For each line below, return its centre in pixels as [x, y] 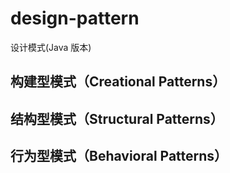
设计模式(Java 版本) [51, 47]
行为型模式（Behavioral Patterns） [119, 156]
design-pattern [75, 18]
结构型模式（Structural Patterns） [117, 118]
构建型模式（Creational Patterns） [118, 82]
